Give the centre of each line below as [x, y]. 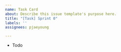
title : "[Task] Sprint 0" [31, 18]
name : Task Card [21, 9]
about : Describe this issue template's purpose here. [61, 14]
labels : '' [16, 23]
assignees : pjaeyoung [27, 27]
